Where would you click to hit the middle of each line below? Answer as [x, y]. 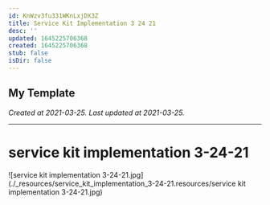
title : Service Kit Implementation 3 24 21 [82, 23]
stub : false [28, 53]
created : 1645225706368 [48, 46]
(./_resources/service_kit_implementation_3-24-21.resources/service [122, 183]
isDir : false [30, 61]
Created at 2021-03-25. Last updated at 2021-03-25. [96, 113]
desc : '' [23, 31]
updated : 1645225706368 [48, 38]
